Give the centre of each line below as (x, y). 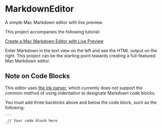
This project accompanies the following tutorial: (53, 32)
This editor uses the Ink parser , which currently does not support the (74, 88)
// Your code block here (32, 121)
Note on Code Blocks (37, 76)
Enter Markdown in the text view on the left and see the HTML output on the (81, 50)
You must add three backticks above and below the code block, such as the (81, 102)
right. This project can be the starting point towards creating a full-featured (80, 56)
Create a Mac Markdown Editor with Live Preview (54, 41)
